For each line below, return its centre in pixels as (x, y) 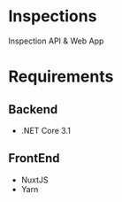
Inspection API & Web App (56, 41)
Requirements (61, 77)
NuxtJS (35, 180)
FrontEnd (34, 158)
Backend (33, 109)
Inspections (53, 16)
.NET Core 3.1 (46, 130)
